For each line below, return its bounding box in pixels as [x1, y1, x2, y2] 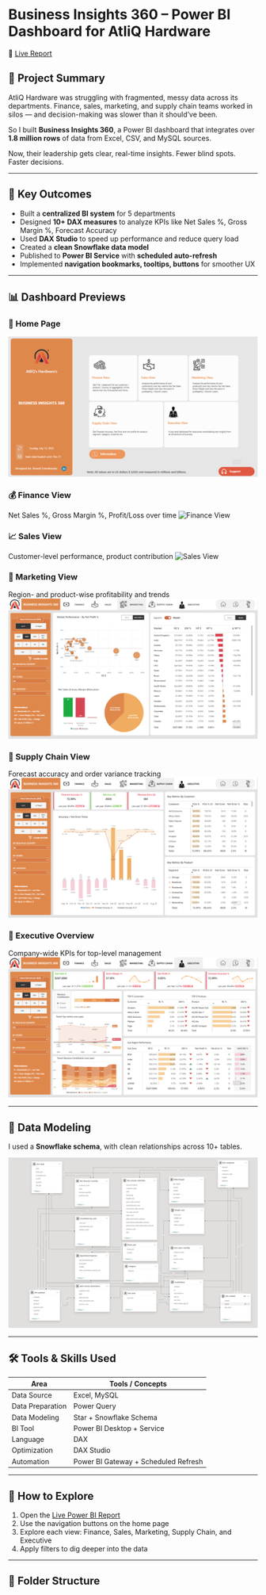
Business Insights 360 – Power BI [8, 6, 231, 24]
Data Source [11, 1390, 53, 1400]
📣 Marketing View [8, 572, 78, 583]
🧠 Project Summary [8, 71, 105, 85]
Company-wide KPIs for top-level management [8, 948, 162, 958]
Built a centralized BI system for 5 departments [19, 208, 176, 218]
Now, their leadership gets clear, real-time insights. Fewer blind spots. [8, 148, 236, 158]
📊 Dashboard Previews [8, 290, 126, 304]
